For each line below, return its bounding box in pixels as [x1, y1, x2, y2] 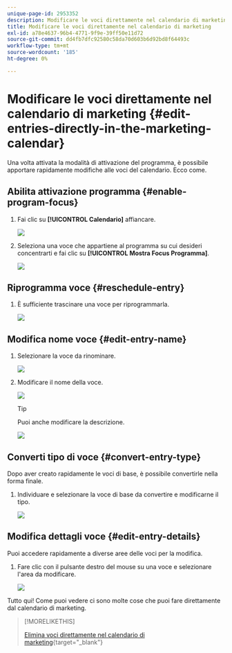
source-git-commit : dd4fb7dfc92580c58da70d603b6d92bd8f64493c [7, 36, 190, 43]
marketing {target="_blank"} [23, 638, 104, 646]
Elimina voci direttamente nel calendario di [23, 630, 145, 638]
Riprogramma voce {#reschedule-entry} [7, 281, 185, 293]
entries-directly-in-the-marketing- [7, 121, 212, 136]
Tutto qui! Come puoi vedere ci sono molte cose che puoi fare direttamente [7, 596, 221, 604]
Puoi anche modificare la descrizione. [17, 418, 125, 426]
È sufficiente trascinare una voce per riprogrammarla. [17, 300, 170, 308]
